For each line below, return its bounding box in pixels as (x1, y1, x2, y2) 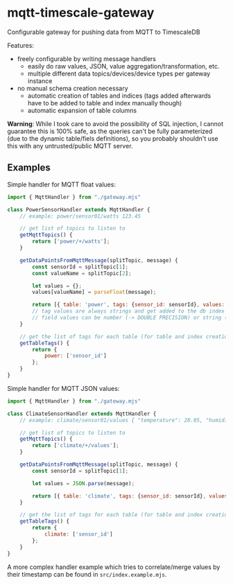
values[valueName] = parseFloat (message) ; (32, 289, 157, 296)
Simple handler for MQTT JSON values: (7, 384, 120, 392)
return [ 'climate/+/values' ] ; (32, 442, 119, 449)
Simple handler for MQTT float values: (7, 180, 116, 189)
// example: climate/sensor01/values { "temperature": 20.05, (19, 417, 203, 424)
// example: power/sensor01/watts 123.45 (19, 213, 141, 220)
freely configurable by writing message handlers (17, 54, 156, 63)
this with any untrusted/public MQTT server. (7, 141, 133, 150)
